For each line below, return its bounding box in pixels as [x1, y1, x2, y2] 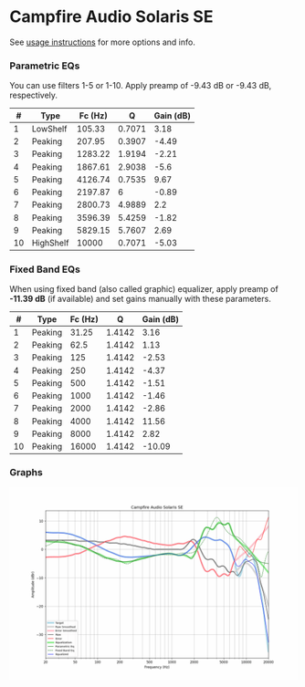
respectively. [9, 89, 58, 101]
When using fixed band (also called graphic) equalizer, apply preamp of [9, 284, 279, 295]
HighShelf [31, 237, 69, 248]
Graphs [9, 466, 43, 479]
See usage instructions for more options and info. [9, 36, 196, 47]
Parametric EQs [9, 59, 80, 72]
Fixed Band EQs [9, 263, 80, 276]
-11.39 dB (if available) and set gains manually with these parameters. [9, 294, 271, 305]
